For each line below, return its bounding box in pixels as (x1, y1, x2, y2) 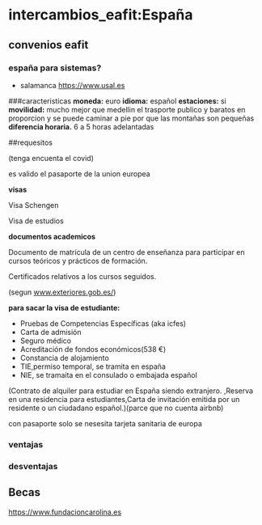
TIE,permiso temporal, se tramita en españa (19, 362, 166, 371)
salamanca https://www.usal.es (19, 80, 125, 90)
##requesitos (8, 138, 53, 147)
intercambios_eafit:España (8, 6, 193, 24)
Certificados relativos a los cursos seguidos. (8, 271, 157, 281)
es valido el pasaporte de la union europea (8, 168, 151, 179)
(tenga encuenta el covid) (8, 153, 95, 163)
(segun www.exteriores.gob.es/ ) (8, 287, 116, 297)
